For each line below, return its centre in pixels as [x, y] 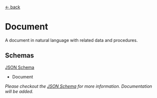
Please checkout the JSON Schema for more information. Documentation [78, 86]
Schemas [19, 56]
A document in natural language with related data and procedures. [71, 40]
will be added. [19, 91]
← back [13, 7]
